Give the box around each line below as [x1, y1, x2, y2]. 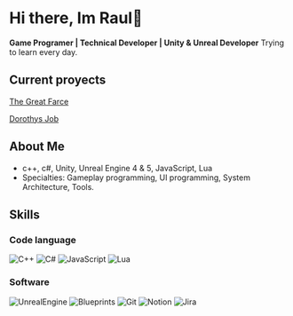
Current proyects [9, 73, 107, 88]
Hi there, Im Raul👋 [9, 8, 144, 28]
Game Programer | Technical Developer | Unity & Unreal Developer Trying [9, 37, 285, 48]
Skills [9, 207, 40, 222]
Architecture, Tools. [21, 181, 95, 192]
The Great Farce [9, 96, 69, 107]
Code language [9, 233, 77, 246]
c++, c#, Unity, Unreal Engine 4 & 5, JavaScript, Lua [21, 162, 213, 173]
